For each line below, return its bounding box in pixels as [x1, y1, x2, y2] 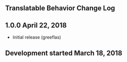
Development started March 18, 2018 [5, 48, 122, 57]
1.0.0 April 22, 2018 [5, 21, 67, 29]
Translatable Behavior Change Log [5, 4, 115, 12]
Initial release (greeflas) [12, 34, 61, 40]
